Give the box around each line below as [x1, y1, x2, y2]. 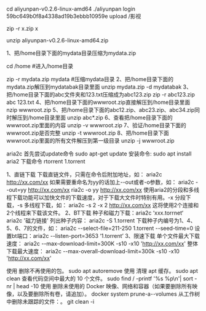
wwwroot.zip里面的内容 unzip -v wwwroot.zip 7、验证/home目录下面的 [6, 122, 186, 128]
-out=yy [6, 186, 27, 193]
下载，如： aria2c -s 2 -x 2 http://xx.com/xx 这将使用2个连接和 [39, 202, 199, 208]
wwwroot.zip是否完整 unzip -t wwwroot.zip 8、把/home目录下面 [6, 129, 169, 136]
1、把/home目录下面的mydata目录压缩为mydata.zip [6, 49, 137, 57]
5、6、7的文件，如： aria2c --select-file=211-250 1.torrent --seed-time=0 [6, 224, 194, 232]
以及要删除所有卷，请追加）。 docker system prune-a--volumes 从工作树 [17, 290, 200, 297]
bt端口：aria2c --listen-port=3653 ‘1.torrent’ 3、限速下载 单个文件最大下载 [11, 232, 200, 239]
